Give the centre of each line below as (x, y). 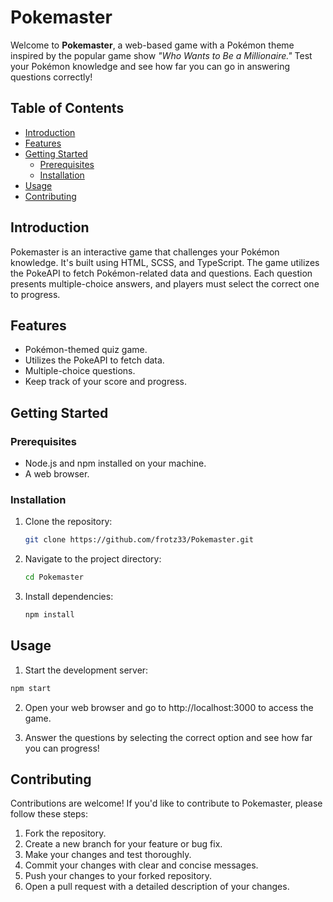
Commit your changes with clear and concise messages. (141, 865)
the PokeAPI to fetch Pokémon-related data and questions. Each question (161, 273)
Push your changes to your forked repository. (118, 876)
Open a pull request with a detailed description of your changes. (157, 887)
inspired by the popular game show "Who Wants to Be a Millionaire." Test (161, 55)
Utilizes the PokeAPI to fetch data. (94, 360)
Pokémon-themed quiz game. (86, 350)
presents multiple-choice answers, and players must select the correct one (165, 283)
